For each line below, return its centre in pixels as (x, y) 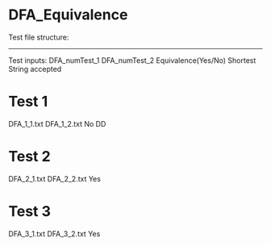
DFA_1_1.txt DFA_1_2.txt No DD (57, 123)
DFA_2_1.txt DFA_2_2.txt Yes (54, 178)
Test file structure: (39, 37)
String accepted (35, 69)
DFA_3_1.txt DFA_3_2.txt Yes (54, 233)
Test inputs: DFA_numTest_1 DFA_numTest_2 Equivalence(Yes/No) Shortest (132, 60)
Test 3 (29, 211)
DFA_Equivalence (68, 15)
